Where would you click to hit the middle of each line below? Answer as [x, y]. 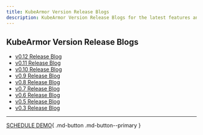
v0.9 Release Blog [37, 76]
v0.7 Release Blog [37, 89]
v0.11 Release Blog [38, 63]
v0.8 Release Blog [37, 82]
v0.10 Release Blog [38, 70]
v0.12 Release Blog [38, 57]
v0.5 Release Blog [37, 102]
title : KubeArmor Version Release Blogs [58, 12]
